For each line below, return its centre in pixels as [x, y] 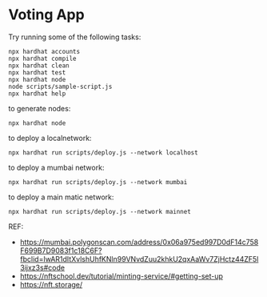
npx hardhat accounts [44, 51]
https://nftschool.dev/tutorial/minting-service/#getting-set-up [122, 276]
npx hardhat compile [43, 58]
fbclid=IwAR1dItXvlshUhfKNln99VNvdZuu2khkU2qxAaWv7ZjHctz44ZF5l [139, 259]
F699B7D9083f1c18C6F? [61, 251]
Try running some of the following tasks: [75, 37]
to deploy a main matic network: [61, 197]
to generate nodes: [40, 108]
